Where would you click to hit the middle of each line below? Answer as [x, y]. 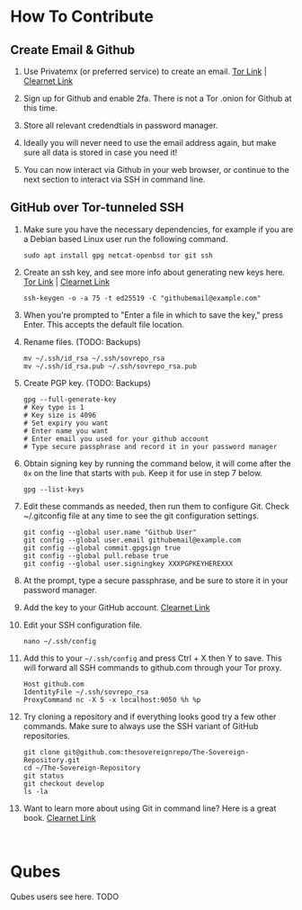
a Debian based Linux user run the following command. [125, 239]
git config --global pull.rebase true [96, 555]
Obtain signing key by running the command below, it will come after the [157, 463]
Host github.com [53, 684]
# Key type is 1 [53, 407]
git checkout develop [63, 784]
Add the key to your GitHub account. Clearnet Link [116, 607]
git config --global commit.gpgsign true [102, 548]
